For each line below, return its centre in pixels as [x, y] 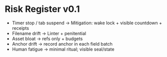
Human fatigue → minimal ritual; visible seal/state [63, 49]
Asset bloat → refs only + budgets [47, 39]
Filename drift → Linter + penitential [49, 33]
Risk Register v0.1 [42, 9]
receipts [20, 28]
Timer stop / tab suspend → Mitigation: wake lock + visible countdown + [87, 23]
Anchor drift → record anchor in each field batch [62, 44]
